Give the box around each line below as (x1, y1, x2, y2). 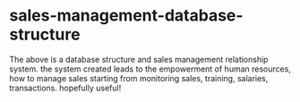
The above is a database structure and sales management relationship (9, 54, 269, 64)
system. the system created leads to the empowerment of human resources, (9, 64, 291, 74)
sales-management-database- (9, 5, 244, 26)
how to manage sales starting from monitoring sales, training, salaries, (9, 72, 269, 83)
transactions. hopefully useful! (9, 82, 122, 93)
